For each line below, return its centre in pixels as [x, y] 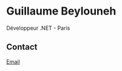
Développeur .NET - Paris [38, 28]
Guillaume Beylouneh [61, 11]
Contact [22, 47]
